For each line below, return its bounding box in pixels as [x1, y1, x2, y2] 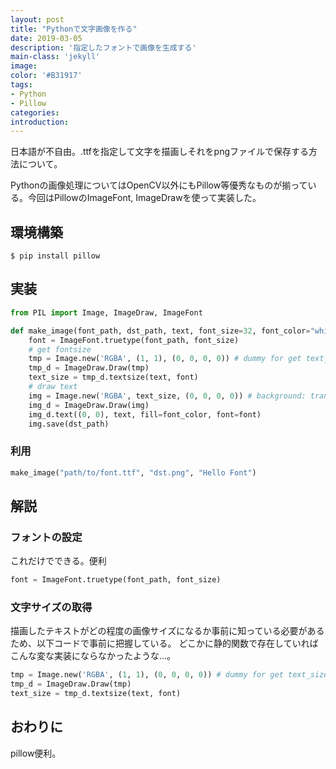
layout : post [10, 14, 65, 25]
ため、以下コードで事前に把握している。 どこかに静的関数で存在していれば [10, 637, 319, 650]
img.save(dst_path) [28, 419, 110, 429]
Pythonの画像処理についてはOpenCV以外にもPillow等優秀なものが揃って [10, 179, 308, 191]
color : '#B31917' [10, 71, 83, 81]
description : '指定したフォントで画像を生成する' [10, 42, 197, 53]
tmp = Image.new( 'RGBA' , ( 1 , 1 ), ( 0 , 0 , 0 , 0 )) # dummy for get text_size [10, 670, 329, 680]
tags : [10, 80, 33, 90]
